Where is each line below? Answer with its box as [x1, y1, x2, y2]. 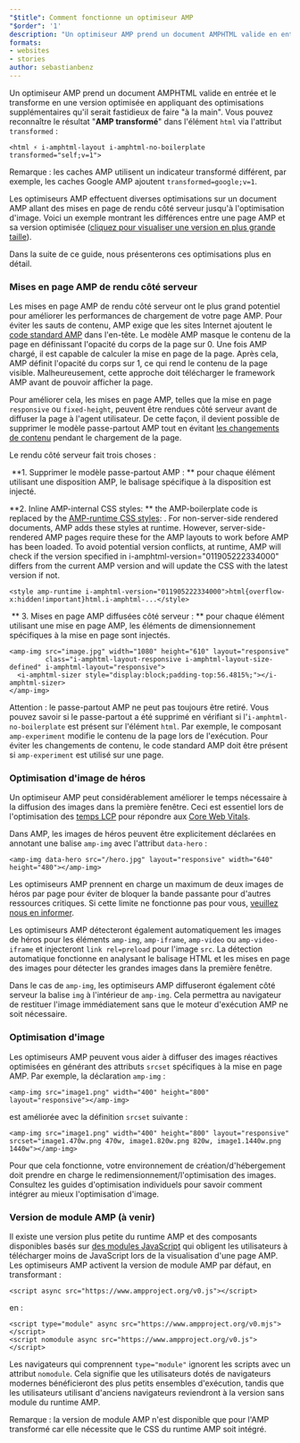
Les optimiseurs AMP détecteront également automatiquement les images [9, 925, 281, 935]
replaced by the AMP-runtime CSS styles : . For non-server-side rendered [9, 513, 279, 524]
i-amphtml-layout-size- [184, 655, 274, 664]
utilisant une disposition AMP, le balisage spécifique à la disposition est [9, 476, 271, 488]
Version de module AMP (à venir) [9, 1210, 155, 1223]
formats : [9, 38, 42, 47]
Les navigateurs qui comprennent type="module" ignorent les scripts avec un [9, 1359, 291, 1370]
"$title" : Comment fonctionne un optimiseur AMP [9, 13, 194, 22]
